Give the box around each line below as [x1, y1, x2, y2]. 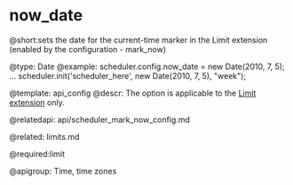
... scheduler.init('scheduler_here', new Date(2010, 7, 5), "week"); [9, 70, 247, 81]
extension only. [9, 96, 65, 107]
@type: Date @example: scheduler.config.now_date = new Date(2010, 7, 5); [9, 61, 286, 72]
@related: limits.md [9, 131, 80, 142]
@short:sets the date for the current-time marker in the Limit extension [9, 35, 268, 45]
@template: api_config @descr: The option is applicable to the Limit [9, 88, 257, 98]
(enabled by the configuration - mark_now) [9, 43, 167, 54]
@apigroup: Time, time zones [9, 166, 117, 176]
